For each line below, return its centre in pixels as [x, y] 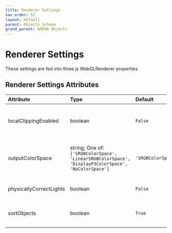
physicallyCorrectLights [37, 189]
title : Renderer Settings [33, 10]
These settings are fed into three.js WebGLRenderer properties [72, 69]
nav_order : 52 [20, 15]
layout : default [23, 20]
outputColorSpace [30, 158]
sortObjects [22, 213]
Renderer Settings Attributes [52, 85]
